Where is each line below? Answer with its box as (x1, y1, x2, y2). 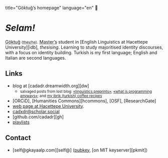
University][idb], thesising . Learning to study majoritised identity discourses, (5, 44, 163, 50)
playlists (12, 119, 30, 125)
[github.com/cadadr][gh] (12, 113, 64, 120)
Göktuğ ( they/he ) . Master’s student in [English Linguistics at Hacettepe (5, 39, 148, 45)
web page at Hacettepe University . (12, 103, 84, 109)
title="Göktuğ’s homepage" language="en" (5, 5, 94, 11)
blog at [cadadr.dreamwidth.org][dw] (12, 83, 89, 89)
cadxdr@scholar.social (12, 108, 60, 114)
